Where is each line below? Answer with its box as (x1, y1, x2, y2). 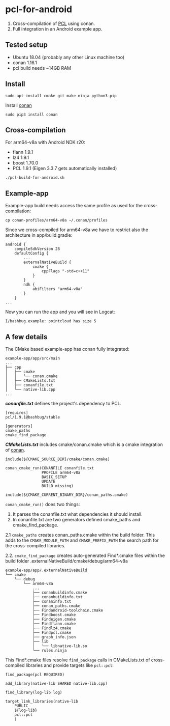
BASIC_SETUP (41, 474, 67, 480)
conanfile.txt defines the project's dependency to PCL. (5, 401, 122, 406)
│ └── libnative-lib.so (32, 644, 87, 649)
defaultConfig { (14, 251, 49, 256)
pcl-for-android (5, 4, 73, 15)
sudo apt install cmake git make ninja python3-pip (5, 93, 117, 98)
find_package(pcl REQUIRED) (5, 672, 65, 677)
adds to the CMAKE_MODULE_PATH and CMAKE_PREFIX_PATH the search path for (5, 537, 159, 543)
